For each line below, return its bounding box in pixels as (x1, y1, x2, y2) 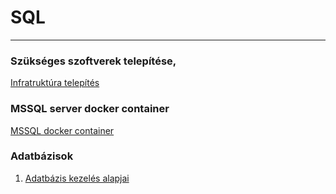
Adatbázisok (10, 149, 74, 163)
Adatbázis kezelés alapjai (24, 172, 130, 184)
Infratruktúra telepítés (10, 77, 100, 89)
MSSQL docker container (10, 124, 115, 136)
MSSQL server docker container (10, 102, 170, 116)
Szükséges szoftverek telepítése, (10, 54, 177, 68)
